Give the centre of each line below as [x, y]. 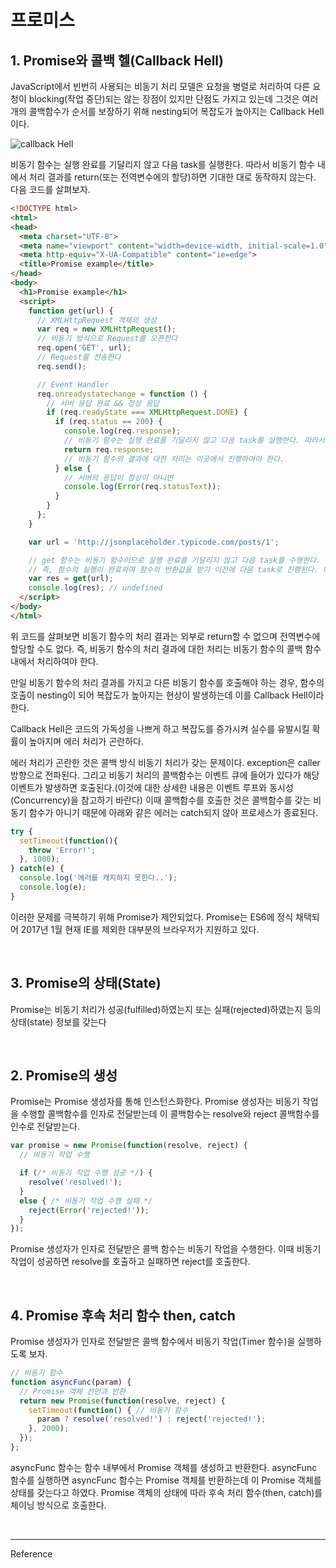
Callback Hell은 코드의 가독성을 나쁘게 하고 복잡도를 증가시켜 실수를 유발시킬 [160, 728]
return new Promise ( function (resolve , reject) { [122, 1401]
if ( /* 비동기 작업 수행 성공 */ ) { [86, 1173]
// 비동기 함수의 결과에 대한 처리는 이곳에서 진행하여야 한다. [174, 459]
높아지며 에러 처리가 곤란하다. [86, 741]
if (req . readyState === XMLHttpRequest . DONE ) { [147, 412]
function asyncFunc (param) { [71, 1382]
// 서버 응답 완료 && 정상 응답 [103, 403]
